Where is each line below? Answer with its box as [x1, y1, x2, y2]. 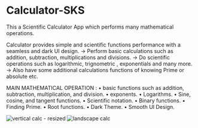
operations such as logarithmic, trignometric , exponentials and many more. [6, 60, 193, 67]
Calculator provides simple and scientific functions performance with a [6, 41, 181, 48]
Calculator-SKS [6, 4, 85, 17]
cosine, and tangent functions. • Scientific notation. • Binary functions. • [6, 96, 185, 104]
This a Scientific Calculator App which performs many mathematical [6, 23, 174, 30]
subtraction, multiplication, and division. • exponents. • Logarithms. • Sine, [6, 90, 191, 98]
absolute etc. [6, 73, 39, 80]
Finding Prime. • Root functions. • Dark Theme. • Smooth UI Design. [6, 103, 175, 110]
